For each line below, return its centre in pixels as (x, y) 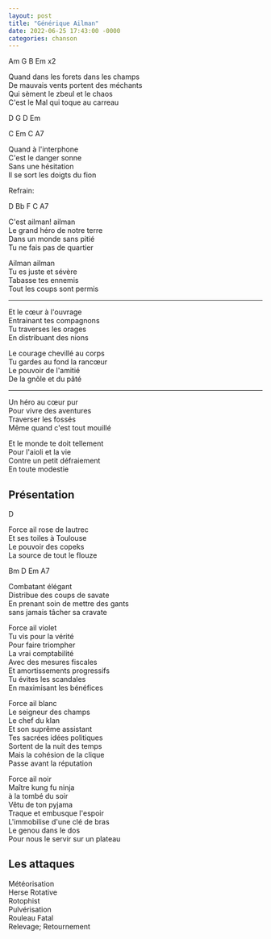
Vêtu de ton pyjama (41, 805)
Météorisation (31, 883)
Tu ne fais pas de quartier (51, 247)
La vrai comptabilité (41, 654)
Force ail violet (33, 628)
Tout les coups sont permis (54, 289)
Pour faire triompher (42, 645)
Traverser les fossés (42, 419)
